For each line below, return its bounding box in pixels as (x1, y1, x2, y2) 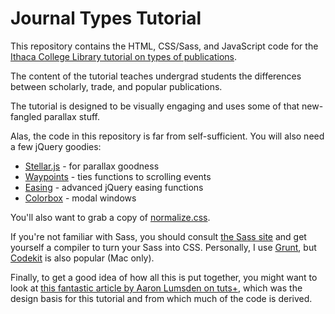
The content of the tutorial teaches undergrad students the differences (10, 70, 302, 82)
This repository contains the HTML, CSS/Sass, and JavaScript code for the (10, 40, 319, 52)
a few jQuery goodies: (10, 140, 102, 152)
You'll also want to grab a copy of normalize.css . (10, 211, 211, 223)
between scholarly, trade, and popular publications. (10, 80, 223, 92)
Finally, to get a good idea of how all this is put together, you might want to (10, 271, 318, 283)
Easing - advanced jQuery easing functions (24, 181, 204, 193)
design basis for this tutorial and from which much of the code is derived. (10, 292, 313, 304)
